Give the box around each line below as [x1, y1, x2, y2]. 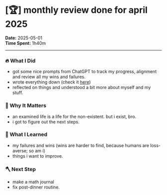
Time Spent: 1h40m [5, 40, 46, 46]
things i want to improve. [12, 153, 63, 159]
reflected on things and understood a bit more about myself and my [12, 85, 151, 91]
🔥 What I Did [5, 57, 36, 64]
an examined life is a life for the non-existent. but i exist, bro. [12, 113, 137, 119]
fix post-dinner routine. [12, 184, 60, 190]
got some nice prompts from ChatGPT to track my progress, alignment [12, 69, 157, 75]
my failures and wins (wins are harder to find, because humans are [12, 142, 149, 148]
